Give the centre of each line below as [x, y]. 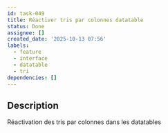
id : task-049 [26, 13]
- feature [27, 52]
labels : [18, 45]
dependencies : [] [32, 78]
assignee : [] [26, 33]
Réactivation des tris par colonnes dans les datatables [84, 122]
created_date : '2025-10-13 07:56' [57, 39]
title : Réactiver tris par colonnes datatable [75, 20]
